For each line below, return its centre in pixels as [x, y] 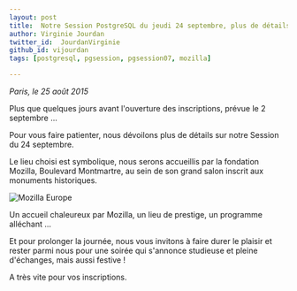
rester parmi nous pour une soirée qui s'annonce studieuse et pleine [133, 250]
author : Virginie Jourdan [57, 34]
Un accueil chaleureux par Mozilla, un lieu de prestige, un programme [136, 214]
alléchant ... [30, 224]
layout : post [33, 17]
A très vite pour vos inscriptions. [68, 277]
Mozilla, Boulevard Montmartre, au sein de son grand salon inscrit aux [136, 171]
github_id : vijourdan [49, 50]
